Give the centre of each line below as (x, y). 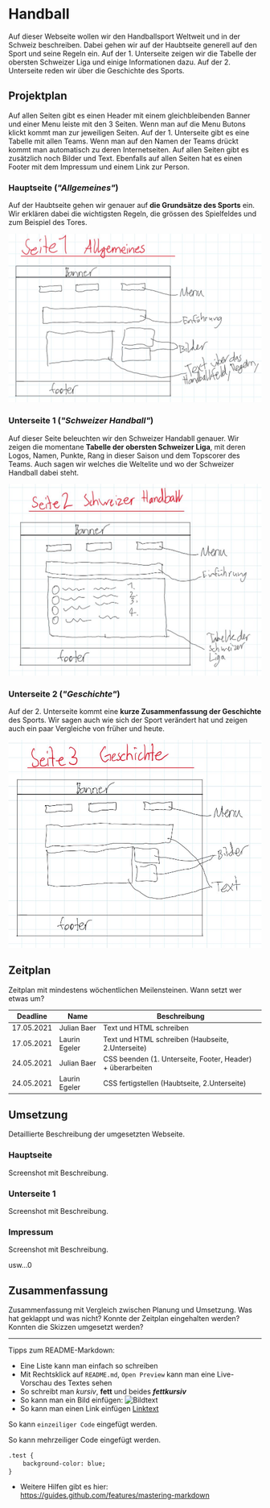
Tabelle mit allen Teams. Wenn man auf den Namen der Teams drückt (123, 141)
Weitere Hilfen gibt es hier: (64, 1487)
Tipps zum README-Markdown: (61, 1350)
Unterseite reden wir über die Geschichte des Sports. (96, 70)
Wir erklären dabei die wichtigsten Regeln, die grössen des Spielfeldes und (133, 214)
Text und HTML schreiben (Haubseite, (166, 1039)
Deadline (32, 1016)
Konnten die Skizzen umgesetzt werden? (76, 1327)
